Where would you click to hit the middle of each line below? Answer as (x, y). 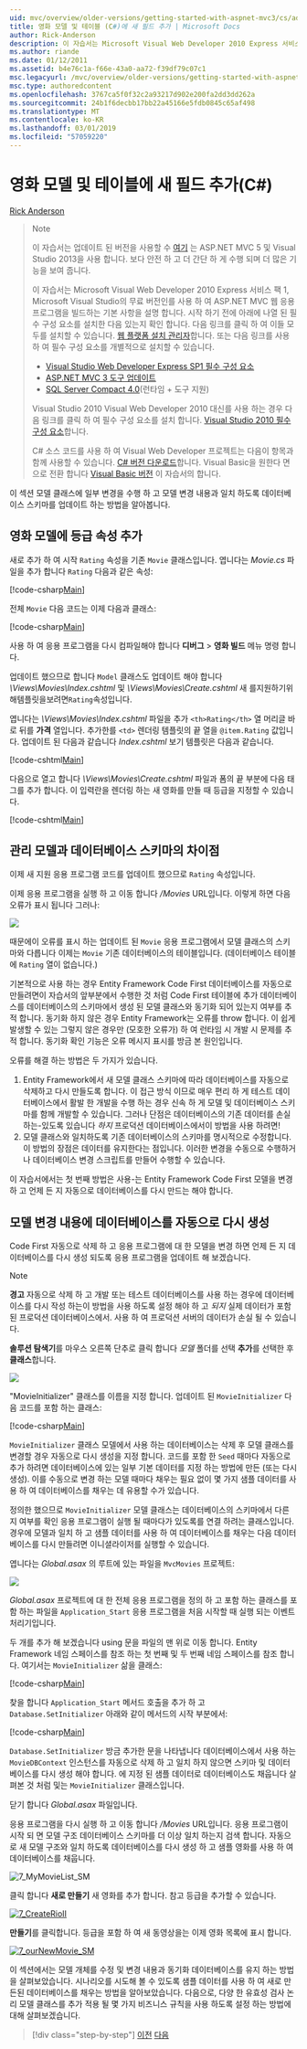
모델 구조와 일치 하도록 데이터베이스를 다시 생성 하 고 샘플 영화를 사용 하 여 (161, 1847)
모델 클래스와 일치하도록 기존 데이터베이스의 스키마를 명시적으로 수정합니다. (157, 1137)
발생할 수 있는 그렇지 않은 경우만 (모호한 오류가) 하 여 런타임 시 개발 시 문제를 (146, 1030)
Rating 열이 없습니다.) (58, 964)
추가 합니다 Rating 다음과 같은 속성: (90, 571)
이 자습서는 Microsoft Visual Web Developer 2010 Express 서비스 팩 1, (160, 290)
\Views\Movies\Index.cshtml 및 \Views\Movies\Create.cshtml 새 (128, 687)
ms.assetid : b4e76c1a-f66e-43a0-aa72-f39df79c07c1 (108, 69)
